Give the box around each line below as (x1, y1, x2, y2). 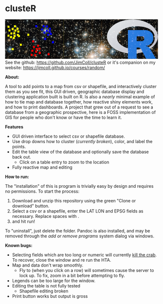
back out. (12, 154, 32, 160)
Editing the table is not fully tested (12, 283, 81, 289)
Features (5, 124, 23, 130)
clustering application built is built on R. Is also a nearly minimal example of (5, 94, 155, 100)
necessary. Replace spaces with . (12, 214, 79, 219)
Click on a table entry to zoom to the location (19, 159, 109, 165)
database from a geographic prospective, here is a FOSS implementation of (5, 109, 156, 115)
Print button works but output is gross (12, 293, 88, 299)
